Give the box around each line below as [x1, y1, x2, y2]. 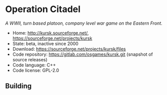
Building [5, 82, 32, 90]
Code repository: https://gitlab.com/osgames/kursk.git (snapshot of [12, 51, 153, 57]
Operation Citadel [5, 4, 81, 15]
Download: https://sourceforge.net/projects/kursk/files [12, 46, 126, 52]
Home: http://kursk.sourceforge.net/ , [12, 30, 89, 36]
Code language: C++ [12, 62, 56, 68]
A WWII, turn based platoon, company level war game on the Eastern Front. [5, 20, 162, 26]
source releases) [12, 56, 48, 62]
